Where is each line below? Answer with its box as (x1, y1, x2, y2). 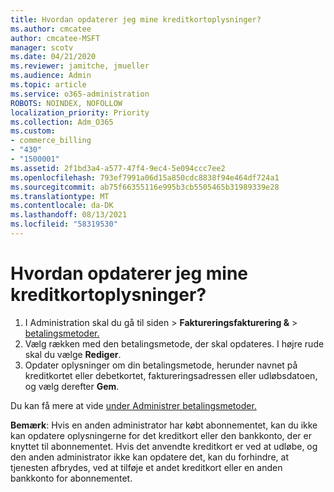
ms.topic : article (10, 80, 87, 90)
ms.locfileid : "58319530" (10, 219, 118, 230)
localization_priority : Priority (10, 107, 150, 118)
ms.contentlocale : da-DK (10, 201, 114, 211)
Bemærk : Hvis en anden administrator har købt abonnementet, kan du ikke (10, 419, 318, 431)
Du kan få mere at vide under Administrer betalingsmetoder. (10, 399, 257, 411)
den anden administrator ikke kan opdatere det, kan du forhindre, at (10, 451, 289, 463)
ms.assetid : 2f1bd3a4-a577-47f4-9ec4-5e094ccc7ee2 (10, 163, 226, 173)
